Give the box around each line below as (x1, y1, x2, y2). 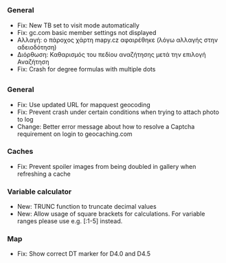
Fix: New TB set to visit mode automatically (16, 21, 139, 30)
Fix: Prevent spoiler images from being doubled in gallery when (16, 162, 196, 170)
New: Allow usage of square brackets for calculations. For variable (16, 209, 205, 218)
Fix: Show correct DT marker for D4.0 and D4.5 (16, 250, 151, 258)
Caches (7, 147, 34, 157)
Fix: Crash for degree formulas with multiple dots (16, 65, 156, 73)
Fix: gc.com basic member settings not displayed (16, 28, 157, 36)
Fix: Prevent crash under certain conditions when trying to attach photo (16, 108, 220, 116)
